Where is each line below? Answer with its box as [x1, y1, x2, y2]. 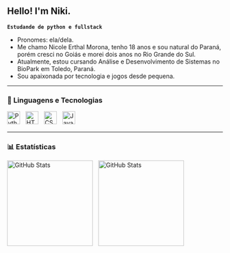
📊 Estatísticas [7, 142, 56, 152]
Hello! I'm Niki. [7, 5, 71, 17]
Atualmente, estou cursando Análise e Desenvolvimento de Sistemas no [16, 57, 220, 66]
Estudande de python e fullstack [7, 23, 103, 30]
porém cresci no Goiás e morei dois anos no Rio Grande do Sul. [16, 50, 196, 58]
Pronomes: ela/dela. [16, 36, 74, 44]
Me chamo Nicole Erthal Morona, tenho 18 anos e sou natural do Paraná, [16, 42, 221, 51]
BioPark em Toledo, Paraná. [16, 64, 96, 72]
